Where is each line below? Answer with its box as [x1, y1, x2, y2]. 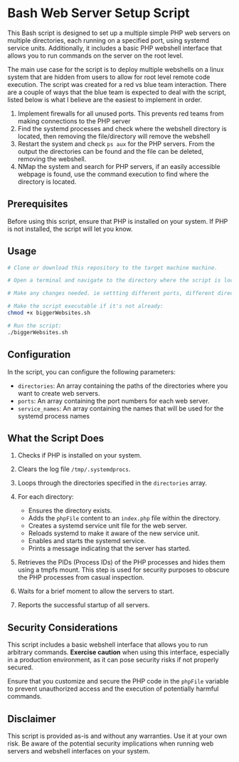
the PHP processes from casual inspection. [17, 573, 144, 582]
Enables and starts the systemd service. [28, 537, 146, 545]
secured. [7, 663, 33, 671]
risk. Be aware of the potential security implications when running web [7, 739, 214, 748]
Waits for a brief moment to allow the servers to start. [17, 587, 174, 596]
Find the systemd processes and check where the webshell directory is [17, 124, 227, 133]
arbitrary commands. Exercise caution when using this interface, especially [7, 648, 230, 657]
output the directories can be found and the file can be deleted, [17, 147, 204, 155]
